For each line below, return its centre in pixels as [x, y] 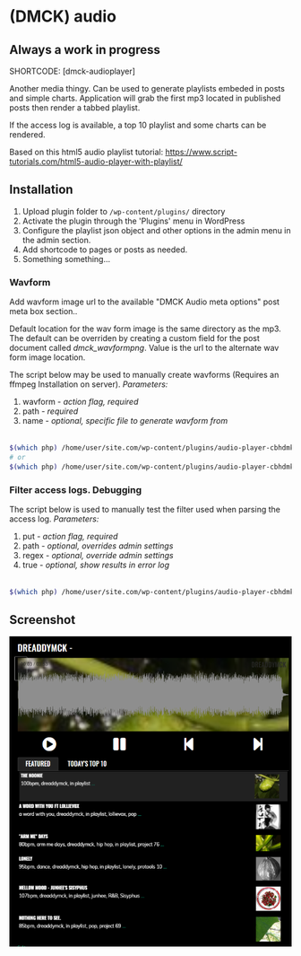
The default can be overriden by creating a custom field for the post [134, 338]
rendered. [28, 135]
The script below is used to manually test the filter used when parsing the [145, 509]
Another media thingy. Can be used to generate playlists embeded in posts [147, 88]
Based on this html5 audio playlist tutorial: [86, 152]
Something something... [66, 259]
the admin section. [56, 240]
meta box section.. [43, 311]
